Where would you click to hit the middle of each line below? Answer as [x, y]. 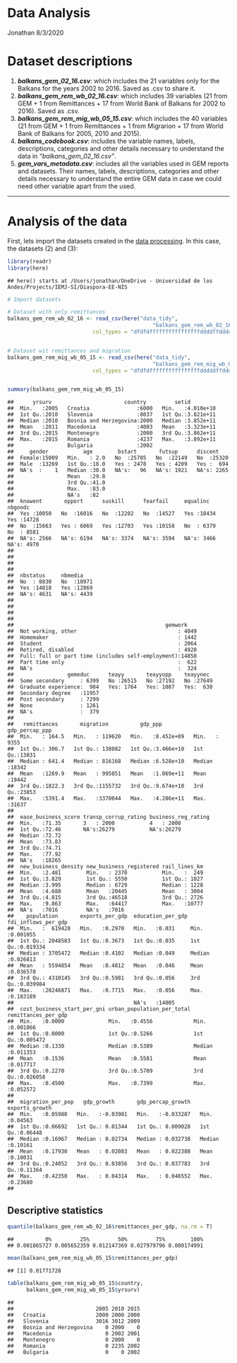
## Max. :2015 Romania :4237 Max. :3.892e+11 [112, 439]
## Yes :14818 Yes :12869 [50, 588]
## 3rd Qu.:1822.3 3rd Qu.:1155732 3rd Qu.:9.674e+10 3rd [105, 786]
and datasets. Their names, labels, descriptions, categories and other [119, 171]
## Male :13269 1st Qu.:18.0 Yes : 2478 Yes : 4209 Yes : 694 [118, 464]
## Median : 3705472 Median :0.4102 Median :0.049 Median [109, 953]
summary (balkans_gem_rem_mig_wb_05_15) [66, 390]
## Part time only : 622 [102, 662]
